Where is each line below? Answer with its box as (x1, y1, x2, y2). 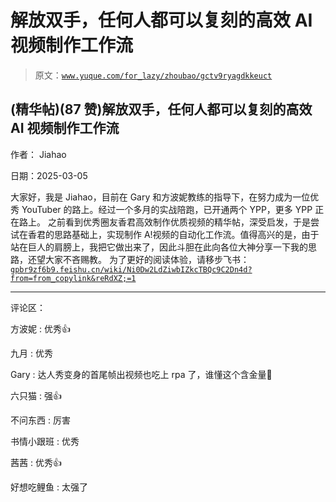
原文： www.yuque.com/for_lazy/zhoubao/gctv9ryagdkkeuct (34, 69, 273, 81)
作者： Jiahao (10, 148, 67, 160)
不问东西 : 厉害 (10, 414, 71, 426)
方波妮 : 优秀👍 (10, 322, 71, 335)
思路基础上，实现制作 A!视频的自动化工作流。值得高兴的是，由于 (53, 228, 320, 240)
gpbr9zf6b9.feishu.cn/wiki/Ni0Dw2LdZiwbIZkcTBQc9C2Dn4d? (10, 264, 253, 275)
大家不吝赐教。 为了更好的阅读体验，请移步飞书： (44, 253, 250, 265)
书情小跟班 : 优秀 (10, 435, 80, 447)
